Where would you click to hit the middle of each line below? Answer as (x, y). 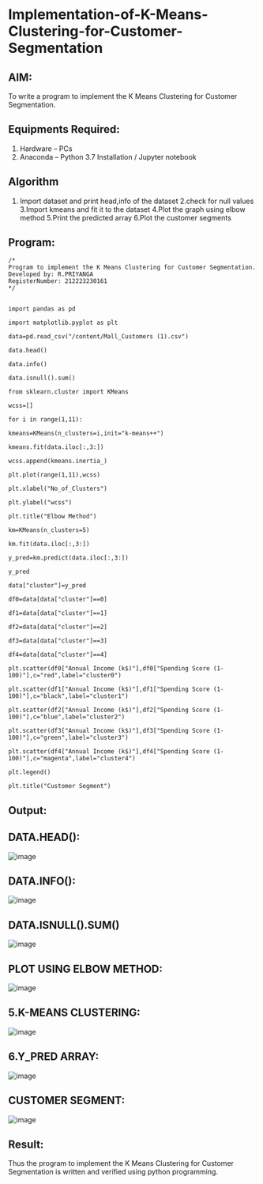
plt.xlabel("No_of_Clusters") (58, 489)
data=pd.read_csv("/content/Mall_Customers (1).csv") (99, 337)
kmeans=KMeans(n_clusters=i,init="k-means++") (86, 434)
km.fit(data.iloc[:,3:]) (49, 544)
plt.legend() (30, 772)
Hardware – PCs (46, 149)
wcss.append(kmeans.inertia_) (58, 461)
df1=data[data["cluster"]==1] (58, 613)
